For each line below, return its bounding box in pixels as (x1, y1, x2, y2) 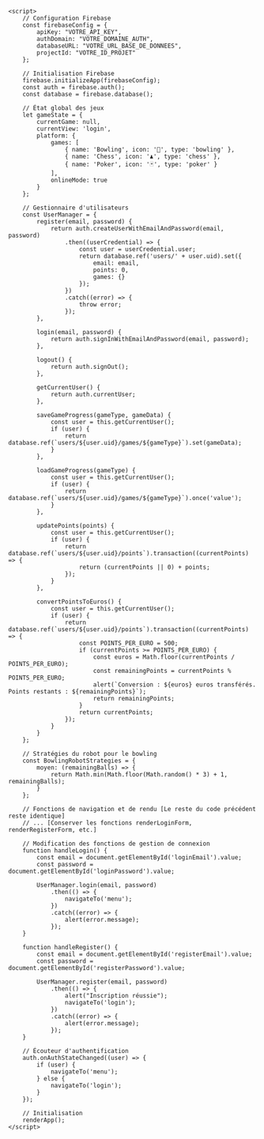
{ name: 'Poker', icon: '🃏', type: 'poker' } (64, 160, 218, 168)
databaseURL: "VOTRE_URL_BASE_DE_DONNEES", (36, 42, 182, 50)
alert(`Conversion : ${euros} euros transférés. (92, 681, 257, 689)
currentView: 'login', (36, 125, 111, 133)
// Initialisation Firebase (22, 70, 115, 77)
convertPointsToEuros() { (36, 598, 123, 606)
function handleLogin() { (22, 847, 108, 855)
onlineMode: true (50, 176, 108, 184)
